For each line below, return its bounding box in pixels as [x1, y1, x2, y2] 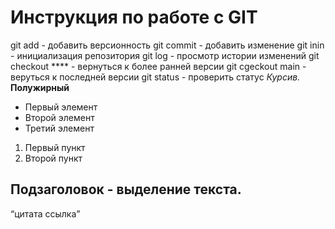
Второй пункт [24, 152, 83, 164]
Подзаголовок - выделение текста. [10, 181, 242, 198]
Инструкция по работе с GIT [10, 6, 258, 29]
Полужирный [10, 81, 70, 93]
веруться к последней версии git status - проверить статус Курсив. [10, 71, 301, 83]
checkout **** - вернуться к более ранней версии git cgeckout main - [10, 60, 307, 72]
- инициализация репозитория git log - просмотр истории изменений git [10, 49, 320, 61]
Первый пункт [24, 141, 86, 153]
